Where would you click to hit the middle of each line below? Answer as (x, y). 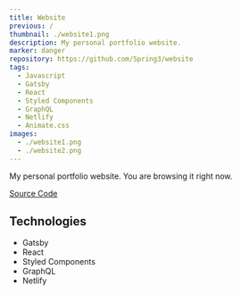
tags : (19, 68)
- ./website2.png (50, 150)
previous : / (31, 26)
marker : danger (37, 51)
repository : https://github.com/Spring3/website (101, 59)
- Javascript (42, 76)
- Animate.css (43, 126)
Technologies (48, 221)
